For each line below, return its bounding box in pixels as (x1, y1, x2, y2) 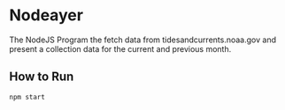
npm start (9, 92, 46, 101)
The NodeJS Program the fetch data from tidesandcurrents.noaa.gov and (9, 34, 277, 45)
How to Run (9, 70, 74, 84)
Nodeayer (9, 5, 84, 26)
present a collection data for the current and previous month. (9, 43, 232, 54)
